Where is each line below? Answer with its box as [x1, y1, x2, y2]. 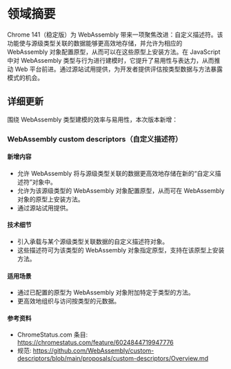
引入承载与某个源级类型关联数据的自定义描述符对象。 [17, 237, 169, 246]
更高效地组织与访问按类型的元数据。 [17, 297, 121, 306]
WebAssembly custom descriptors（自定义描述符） [7, 134, 183, 143]
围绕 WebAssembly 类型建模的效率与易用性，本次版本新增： [7, 115, 178, 123]
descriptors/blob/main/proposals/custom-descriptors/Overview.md [17, 355, 209, 363]
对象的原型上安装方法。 [17, 195, 84, 203]
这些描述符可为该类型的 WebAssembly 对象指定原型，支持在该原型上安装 [17, 246, 225, 255]
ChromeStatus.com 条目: [17, 330, 88, 339]
